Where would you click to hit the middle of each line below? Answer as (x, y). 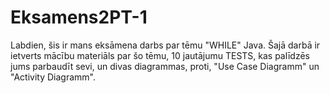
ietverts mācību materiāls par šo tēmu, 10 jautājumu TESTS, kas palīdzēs (160, 55)
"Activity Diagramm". (53, 77)
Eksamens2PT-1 (79, 17)
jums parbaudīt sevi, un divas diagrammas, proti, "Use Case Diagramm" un (165, 66)
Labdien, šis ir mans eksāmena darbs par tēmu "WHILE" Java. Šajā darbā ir (165, 45)
